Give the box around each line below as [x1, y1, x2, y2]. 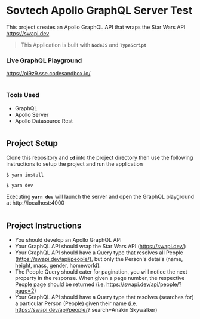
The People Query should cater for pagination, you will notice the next [14, 268, 187, 275]
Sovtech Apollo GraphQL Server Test [6, 4, 193, 17]
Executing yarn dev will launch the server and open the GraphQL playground [6, 193, 194, 200]
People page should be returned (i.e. [14, 281, 106, 288]
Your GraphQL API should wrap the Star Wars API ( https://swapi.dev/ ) [14, 243, 186, 250]
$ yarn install [6, 172, 44, 178]
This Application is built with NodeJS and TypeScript [20, 41, 147, 48]
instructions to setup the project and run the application [6, 160, 143, 168]
